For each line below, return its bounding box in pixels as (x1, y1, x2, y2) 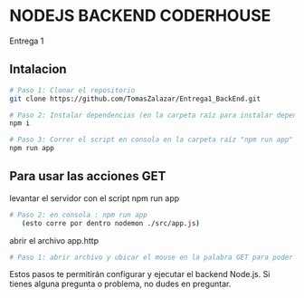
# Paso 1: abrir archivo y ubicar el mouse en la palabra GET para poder (9, 253, 294, 262)
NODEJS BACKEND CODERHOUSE (9, 5, 271, 26)
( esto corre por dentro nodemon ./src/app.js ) (21, 218, 201, 227)
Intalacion (9, 62, 67, 77)
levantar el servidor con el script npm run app (9, 192, 180, 204)
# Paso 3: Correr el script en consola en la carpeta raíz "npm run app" (9, 135, 294, 145)
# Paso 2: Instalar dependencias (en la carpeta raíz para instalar (9, 111, 273, 120)
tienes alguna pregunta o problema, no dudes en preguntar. (9, 278, 232, 290)
